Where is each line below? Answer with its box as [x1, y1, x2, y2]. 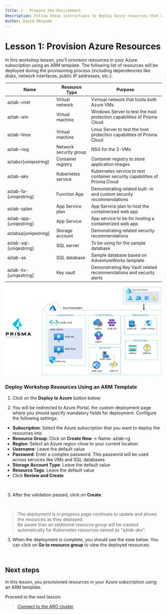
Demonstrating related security [91, 228, 155, 234]
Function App [56, 191, 84, 197]
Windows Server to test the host [91, 109, 157, 115]
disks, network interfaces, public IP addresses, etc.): [5, 73, 113, 79]
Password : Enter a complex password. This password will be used [12, 451, 149, 457]
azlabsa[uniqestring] [7, 230, 50, 236]
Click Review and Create [12, 472, 64, 478]
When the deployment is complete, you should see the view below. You [12, 536, 159, 542]
